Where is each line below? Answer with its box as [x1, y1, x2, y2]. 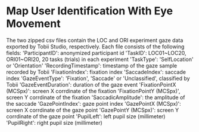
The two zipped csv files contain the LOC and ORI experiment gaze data [6, 36, 184, 44]
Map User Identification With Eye [6, 4, 173, 18]
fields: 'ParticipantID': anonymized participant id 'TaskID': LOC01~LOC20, [6, 49, 186, 56]
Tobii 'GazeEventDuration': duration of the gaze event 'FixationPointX [6, 81, 176, 88]
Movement [6, 17, 61, 30]
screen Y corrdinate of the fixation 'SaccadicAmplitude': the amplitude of [6, 94, 185, 101]
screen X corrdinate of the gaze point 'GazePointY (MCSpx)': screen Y [6, 106, 179, 113]
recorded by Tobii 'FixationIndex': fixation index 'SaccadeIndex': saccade [6, 68, 186, 75]
